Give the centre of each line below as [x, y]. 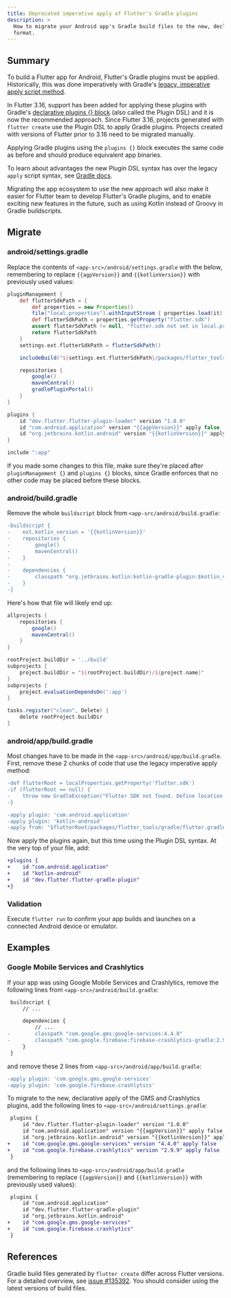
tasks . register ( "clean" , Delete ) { [58, 711]
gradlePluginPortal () [63, 389]
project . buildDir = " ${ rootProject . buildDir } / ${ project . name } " [112, 672]
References [32, 1257]
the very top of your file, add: [48, 848]
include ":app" [29, 453]
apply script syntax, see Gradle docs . [60, 175]
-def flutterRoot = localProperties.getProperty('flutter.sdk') [101, 783]
